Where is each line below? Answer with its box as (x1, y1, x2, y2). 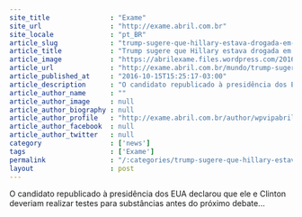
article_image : (9, 55, 115, 64)
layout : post (9, 164, 135, 173)
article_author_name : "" (9, 88, 127, 97)
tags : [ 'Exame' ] (9, 147, 155, 156)
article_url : (9, 64, 115, 73)
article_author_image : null (9, 96, 135, 106)
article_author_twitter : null (9, 131, 135, 140)
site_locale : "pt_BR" (9, 30, 147, 39)
